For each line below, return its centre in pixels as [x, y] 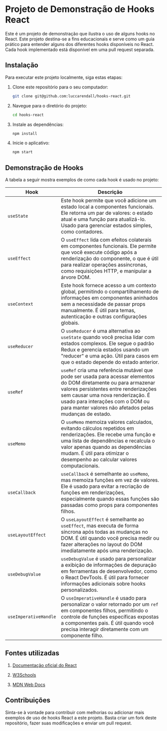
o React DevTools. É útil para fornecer [105, 578]
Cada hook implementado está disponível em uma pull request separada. [80, 49]
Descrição [110, 192]
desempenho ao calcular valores [99, 459]
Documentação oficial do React [44, 665]
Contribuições [28, 700]
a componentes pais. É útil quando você [107, 623]
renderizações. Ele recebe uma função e [108, 434]
